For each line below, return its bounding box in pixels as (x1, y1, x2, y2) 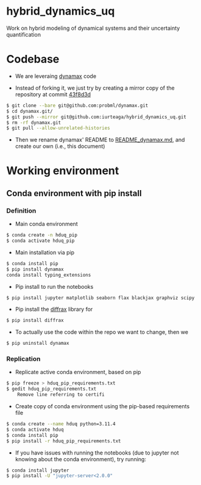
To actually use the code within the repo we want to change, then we (15, 328, 189, 336)
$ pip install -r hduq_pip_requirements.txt (6, 437, 121, 444)
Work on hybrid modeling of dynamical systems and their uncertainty (6, 24, 180, 32)
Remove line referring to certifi (17, 392, 105, 398)
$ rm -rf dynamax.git (6, 119, 62, 126)
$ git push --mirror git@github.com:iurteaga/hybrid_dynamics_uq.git (6, 114, 187, 120)
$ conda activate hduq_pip (6, 238, 75, 244)
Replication (6, 355, 41, 363)
